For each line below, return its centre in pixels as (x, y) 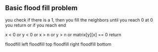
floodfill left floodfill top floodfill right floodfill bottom (58, 44)
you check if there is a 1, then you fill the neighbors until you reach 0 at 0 (79, 20)
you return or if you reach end (36, 25)
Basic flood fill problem (41, 8)
